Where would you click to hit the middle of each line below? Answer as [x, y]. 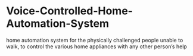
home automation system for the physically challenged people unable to [95, 40]
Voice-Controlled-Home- [69, 11]
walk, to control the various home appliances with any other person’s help [97, 46]
